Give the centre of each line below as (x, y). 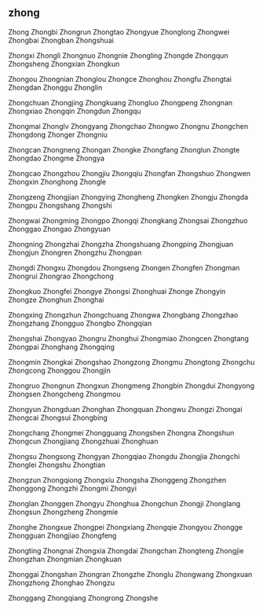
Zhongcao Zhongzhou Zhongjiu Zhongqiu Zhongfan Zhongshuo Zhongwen (130, 173)
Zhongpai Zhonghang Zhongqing (62, 347)
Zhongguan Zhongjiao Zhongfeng (62, 535)
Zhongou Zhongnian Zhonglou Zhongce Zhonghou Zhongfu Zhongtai (120, 79)
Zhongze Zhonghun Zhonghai (56, 299)
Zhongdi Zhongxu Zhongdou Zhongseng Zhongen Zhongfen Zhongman (124, 267)
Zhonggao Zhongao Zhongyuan (60, 229)
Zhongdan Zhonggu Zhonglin (55, 87)
